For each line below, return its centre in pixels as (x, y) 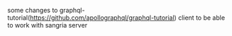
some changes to (33, 10)
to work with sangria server (47, 25)
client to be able (202, 18)
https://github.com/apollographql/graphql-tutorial (102, 18)
